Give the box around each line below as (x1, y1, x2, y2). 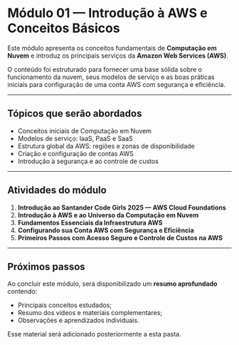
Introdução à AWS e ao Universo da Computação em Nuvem (17, 210, 199, 219)
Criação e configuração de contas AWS (17, 149, 134, 158)
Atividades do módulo (7, 184, 107, 197)
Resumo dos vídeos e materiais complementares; (17, 309, 163, 317)
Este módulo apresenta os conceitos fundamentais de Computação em (7, 43, 217, 52)
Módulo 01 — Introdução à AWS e (7, 5, 208, 21)
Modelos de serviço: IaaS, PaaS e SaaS (17, 134, 133, 143)
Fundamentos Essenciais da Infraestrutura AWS (17, 218, 163, 227)
